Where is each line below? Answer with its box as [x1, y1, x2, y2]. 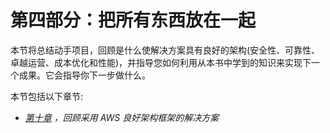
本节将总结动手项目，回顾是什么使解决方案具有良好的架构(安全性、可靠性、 [10, 44, 321, 56]
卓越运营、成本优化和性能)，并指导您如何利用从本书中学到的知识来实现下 [10, 56, 312, 68]
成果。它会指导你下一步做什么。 [18, 69, 151, 81]
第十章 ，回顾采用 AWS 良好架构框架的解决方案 [24, 111, 220, 123]
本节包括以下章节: [10, 90, 84, 102]
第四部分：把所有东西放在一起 [10, 9, 257, 32]
